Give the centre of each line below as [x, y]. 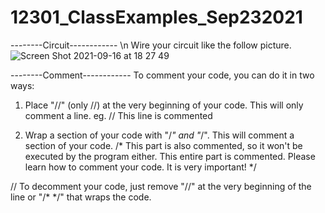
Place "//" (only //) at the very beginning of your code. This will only [164, 105]
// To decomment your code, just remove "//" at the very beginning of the [161, 186]
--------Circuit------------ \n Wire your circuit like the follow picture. [151, 45]
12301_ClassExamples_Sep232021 [156, 17]
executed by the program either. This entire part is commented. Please [170, 156]
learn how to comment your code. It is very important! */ [140, 167]
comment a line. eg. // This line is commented [118, 115]
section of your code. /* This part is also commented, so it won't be [163, 145]
